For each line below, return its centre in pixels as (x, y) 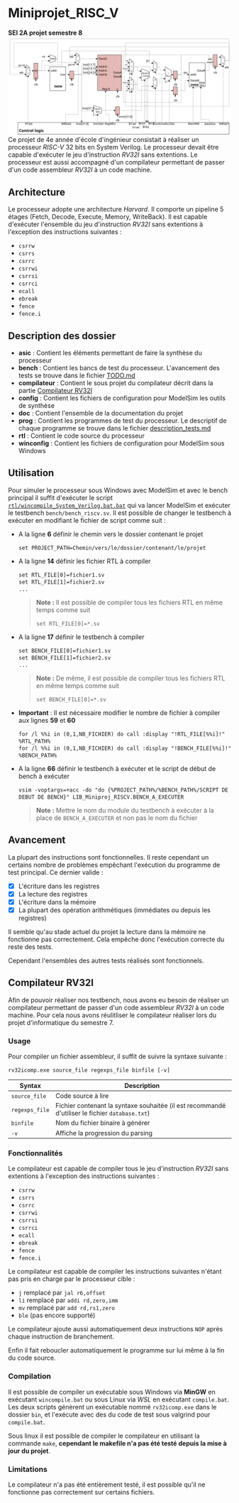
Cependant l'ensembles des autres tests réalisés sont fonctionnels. (106, 960)
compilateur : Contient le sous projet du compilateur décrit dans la (116, 383)
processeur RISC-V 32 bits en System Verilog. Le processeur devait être (113, 148)
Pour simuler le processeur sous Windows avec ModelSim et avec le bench (118, 490)
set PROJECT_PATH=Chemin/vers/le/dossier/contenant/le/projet (112, 548)
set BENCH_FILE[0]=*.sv (71, 699)
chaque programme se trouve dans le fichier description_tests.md (115, 428)
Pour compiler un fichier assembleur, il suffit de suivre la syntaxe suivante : (118, 1056)
